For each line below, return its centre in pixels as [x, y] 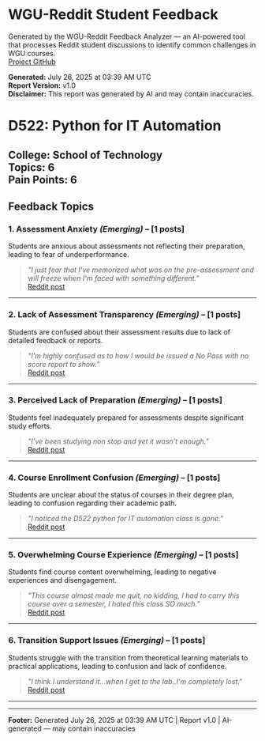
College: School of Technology [86, 155]
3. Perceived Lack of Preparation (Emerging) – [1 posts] [116, 400]
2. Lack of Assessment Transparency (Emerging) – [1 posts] [125, 315]
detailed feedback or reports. [56, 340]
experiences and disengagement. [62, 580]
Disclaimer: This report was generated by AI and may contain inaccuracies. [131, 93]
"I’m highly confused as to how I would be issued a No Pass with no [138, 355]
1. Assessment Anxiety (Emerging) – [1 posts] [97, 229]
